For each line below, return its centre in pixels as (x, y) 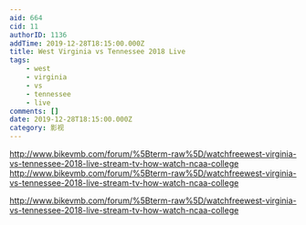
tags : (20, 60)
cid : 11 (24, 26)
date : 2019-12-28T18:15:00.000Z (71, 119)
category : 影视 (37, 128)
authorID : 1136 (38, 35)
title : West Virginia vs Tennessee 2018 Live (97, 52)
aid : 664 (26, 18)
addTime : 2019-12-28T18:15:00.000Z (77, 43)
